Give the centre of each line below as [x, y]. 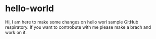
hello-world [30, 9]
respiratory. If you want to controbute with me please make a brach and [78, 27]
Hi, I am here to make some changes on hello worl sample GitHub [72, 22]
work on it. [16, 32]
